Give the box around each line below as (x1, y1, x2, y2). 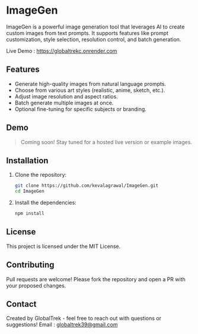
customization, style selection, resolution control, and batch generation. (6, 36, 181, 43)
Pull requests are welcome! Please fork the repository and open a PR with (6, 275, 186, 282)
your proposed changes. (6, 282, 66, 289)
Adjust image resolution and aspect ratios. (14, 93, 119, 100)
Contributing (6, 260, 55, 270)
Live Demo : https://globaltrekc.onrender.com (6, 47, 117, 54)
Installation (6, 155, 49, 166)
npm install (14, 211, 44, 217)
